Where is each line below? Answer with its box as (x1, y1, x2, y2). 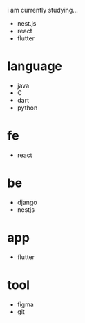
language (7, 58, 63, 74)
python (17, 103, 38, 112)
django (17, 198, 37, 206)
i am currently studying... (7, 6, 78, 14)
